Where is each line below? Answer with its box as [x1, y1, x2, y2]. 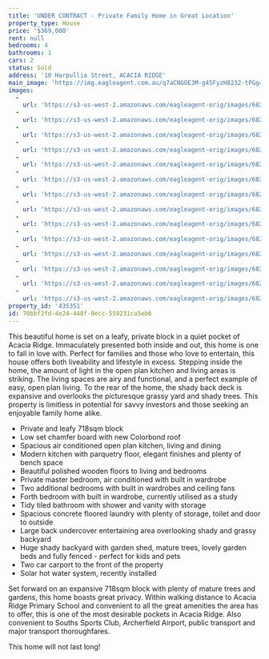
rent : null [8, 34, 45, 42]
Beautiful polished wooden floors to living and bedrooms [19, 466, 207, 476]
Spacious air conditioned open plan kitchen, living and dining [19, 440, 222, 450]
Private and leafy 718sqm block [19, 424, 124, 433]
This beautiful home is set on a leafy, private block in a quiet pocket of [8, 332, 240, 341]
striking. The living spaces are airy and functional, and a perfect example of [8, 374, 258, 384]
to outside [19, 517, 54, 527]
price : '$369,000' [8, 26, 70, 34]
